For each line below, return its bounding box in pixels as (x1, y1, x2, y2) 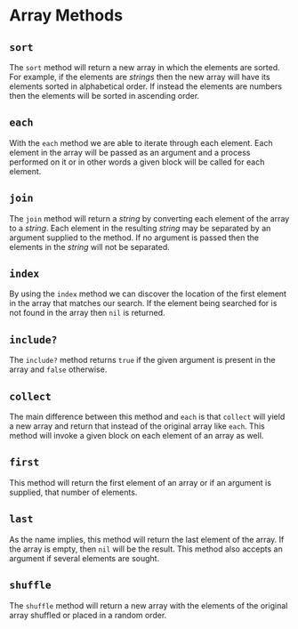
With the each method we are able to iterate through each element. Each (9, 137, 273, 148)
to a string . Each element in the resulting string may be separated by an (9, 222, 271, 233)
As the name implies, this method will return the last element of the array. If (9, 534, 285, 544)
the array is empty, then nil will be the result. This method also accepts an (9, 544, 283, 554)
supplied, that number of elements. (9, 487, 138, 497)
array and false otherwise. (9, 364, 108, 375)
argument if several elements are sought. (9, 552, 160, 563)
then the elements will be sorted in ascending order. (9, 91, 200, 101)
